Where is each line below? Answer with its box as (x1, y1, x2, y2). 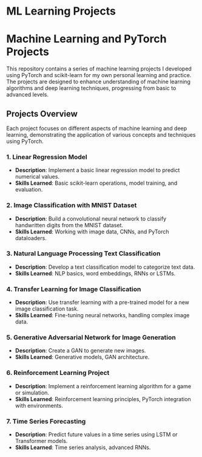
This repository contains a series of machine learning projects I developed (6, 65, 192, 72)
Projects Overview (6, 108, 78, 119)
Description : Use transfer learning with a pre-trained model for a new (15, 299, 190, 306)
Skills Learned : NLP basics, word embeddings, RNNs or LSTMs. (15, 269, 176, 277)
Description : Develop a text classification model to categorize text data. (15, 263, 195, 270)
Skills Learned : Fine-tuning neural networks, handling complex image (15, 312, 190, 319)
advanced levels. (6, 91, 49, 98)
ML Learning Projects (6, 4, 116, 18)
